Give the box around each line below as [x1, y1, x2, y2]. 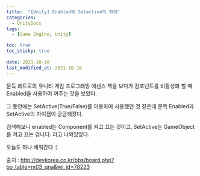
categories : [6, 15, 36, 21]
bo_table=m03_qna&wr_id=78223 [6, 163, 90, 170]
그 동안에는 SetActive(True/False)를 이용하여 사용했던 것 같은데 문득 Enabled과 [6, 102, 195, 109]
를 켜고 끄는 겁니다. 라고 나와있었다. [6, 131, 90, 138]
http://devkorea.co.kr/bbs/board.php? [20, 156, 114, 163]
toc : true [6, 42, 31, 48]
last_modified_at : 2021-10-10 [6, 65, 83, 71]
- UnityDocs [11, 20, 42, 26]
